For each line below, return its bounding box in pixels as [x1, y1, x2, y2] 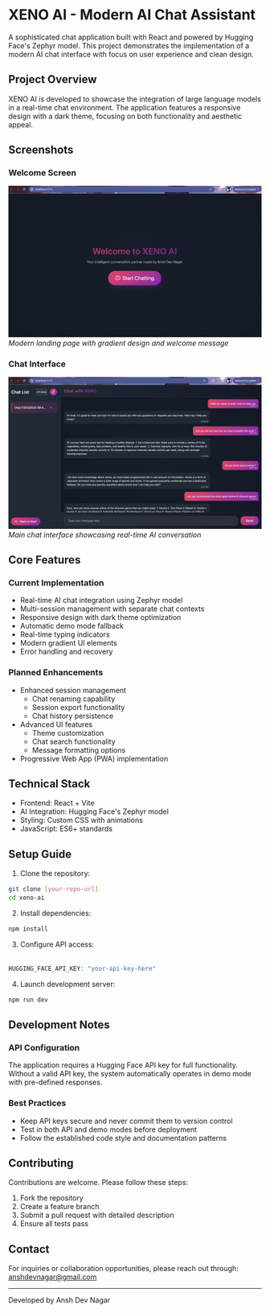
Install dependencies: [19, 908, 92, 919]
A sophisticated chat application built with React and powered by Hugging [8, 32, 254, 42]
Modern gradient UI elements [19, 638, 118, 648]
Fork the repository [19, 1193, 84, 1203]
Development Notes [8, 1018, 110, 1031]
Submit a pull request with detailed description [19, 1210, 174, 1220]
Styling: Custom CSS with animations [19, 815, 143, 825]
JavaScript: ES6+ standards [19, 824, 112, 834]
